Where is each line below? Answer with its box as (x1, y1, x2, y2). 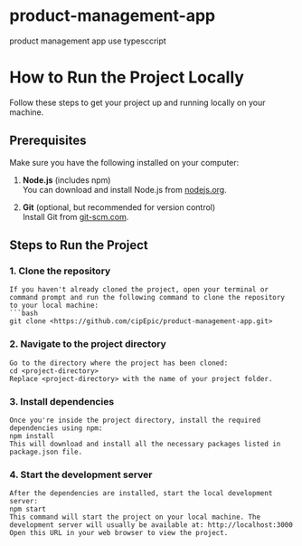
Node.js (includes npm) (22, 174, 111, 186)
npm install (9, 431, 54, 440)
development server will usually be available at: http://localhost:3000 (9, 521, 294, 530)
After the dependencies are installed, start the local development (9, 489, 273, 498)
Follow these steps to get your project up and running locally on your (9, 97, 266, 108)
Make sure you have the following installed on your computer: (9, 157, 240, 168)
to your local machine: (9, 301, 99, 311)
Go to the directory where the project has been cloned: (9, 359, 229, 368)
